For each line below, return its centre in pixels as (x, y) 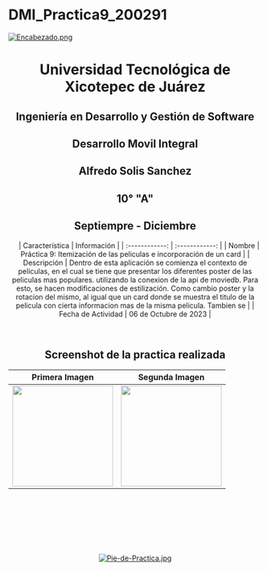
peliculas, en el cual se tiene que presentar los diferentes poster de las (135, 271)
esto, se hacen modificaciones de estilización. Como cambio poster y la (135, 288)
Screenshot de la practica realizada (135, 355)
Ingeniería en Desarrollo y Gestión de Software (135, 116)
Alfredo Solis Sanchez (135, 171)
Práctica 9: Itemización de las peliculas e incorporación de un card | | (135, 254)
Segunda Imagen (171, 378)
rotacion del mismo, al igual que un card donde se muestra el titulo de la (135, 296)
